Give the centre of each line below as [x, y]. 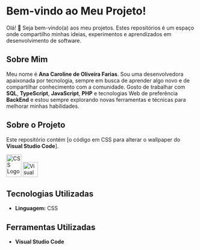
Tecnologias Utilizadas [50, 194]
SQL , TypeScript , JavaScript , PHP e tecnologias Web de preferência [92, 93]
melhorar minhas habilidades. [43, 106]
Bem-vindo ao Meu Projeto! [76, 11]
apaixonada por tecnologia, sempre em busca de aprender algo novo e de [98, 80]
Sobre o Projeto [36, 125]
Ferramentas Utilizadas [51, 227]
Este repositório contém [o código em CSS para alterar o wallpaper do [93, 139]
